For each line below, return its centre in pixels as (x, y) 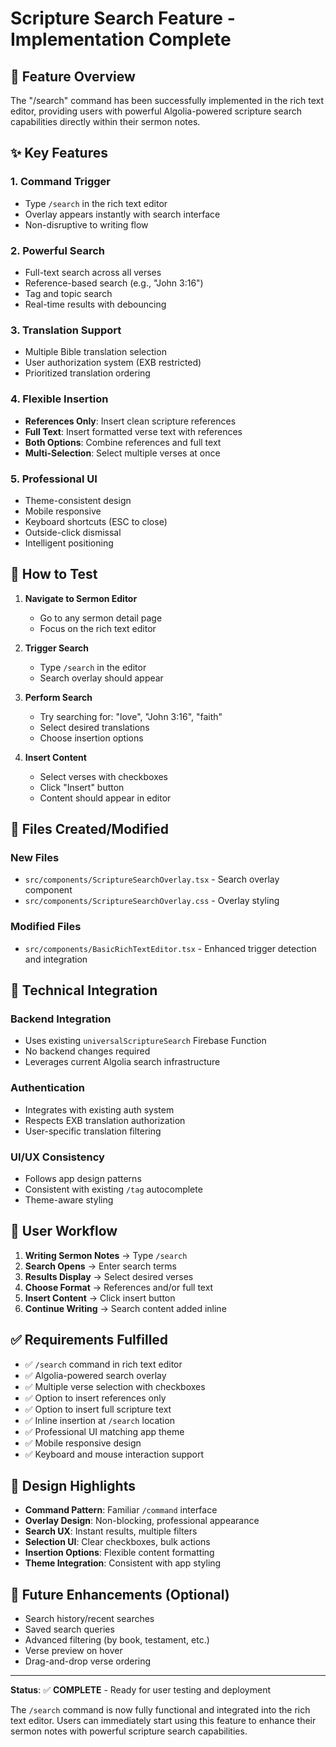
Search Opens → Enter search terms (101, 1266)
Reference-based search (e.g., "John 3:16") (114, 283)
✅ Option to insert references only (95, 1398)
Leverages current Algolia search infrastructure (122, 1062)
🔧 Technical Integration (84, 990)
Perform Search (58, 697)
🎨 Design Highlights (73, 1485)
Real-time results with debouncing (95, 304)
